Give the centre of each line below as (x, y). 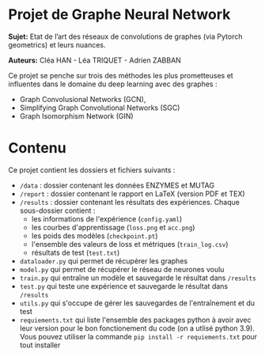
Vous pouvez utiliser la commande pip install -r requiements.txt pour (138, 336)
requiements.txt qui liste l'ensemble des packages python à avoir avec (135, 320)
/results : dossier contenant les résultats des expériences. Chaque (129, 202)
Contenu (37, 148)
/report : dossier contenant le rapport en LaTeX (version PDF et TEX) (132, 193)
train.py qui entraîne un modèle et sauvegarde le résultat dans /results (138, 278)
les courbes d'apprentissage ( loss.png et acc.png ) (113, 227)
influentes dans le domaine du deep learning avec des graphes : (113, 84)
